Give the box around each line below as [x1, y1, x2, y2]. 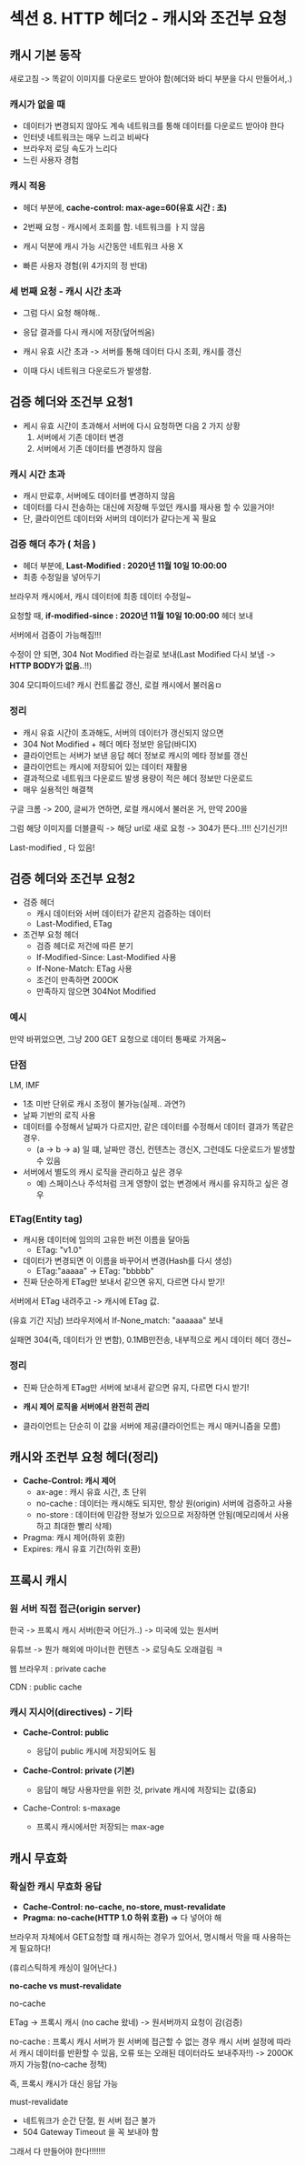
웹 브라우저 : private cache [9, 1663, 107, 1674]
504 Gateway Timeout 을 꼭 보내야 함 [22, 2127, 159, 2138]
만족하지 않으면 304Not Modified [35, 986, 156, 997]
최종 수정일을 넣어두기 [22, 572, 102, 583]
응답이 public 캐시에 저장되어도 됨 [35, 1746, 157, 1757]
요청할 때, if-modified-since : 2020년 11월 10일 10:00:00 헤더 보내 [9, 610, 254, 621]
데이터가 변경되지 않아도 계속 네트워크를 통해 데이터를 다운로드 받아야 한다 [22, 120, 285, 132]
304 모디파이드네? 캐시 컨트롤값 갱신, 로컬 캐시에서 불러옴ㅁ [9, 679, 222, 691]
